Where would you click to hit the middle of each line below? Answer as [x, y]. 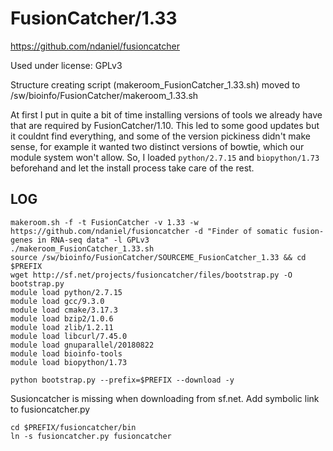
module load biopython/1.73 [69, 362]
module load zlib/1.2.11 [62, 327]
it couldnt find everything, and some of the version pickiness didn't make [161, 136]
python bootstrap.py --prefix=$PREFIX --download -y [122, 380]
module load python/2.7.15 [66, 292]
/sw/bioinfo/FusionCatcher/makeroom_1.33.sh [104, 95]
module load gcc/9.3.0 [57, 301]
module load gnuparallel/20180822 [82, 345]
